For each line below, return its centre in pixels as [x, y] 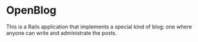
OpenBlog [31, 10]
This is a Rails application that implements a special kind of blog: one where [99, 27]
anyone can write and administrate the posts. [62, 33]
